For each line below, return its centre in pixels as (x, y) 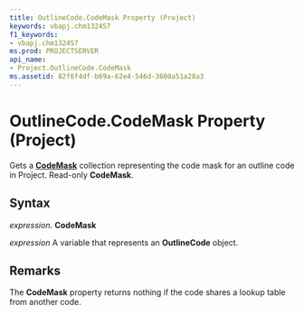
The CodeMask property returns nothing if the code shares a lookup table (148, 292)
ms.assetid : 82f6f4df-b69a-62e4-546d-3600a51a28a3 (107, 77)
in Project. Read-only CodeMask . (71, 175)
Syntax (30, 203)
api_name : (28, 60)
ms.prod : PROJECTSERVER (54, 51)
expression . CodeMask (53, 225)
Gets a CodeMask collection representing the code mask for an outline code (152, 165)
